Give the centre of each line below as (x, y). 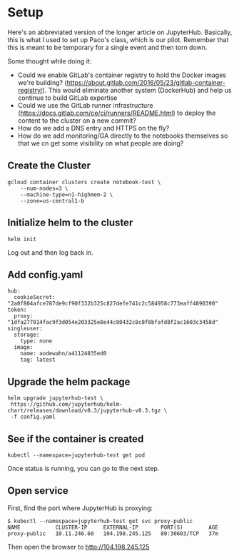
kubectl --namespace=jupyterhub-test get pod (76, 455)
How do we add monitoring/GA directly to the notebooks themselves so (123, 136)
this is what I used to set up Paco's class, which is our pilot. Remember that (118, 39)
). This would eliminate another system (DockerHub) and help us (137, 90)
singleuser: (25, 329)
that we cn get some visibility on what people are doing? (101, 143)
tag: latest (38, 360)
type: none (36, 341)
